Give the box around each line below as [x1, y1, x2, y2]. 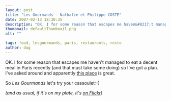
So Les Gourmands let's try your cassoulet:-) [5, 80, 100, 86]
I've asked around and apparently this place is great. [5, 70, 116, 76]
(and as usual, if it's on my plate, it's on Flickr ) [5, 90, 103, 96]
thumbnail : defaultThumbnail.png [5, 27, 76, 32]
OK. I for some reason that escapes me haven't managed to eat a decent [5, 59, 158, 65]
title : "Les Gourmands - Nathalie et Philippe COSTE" [5, 12, 122, 17]
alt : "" [5, 31, 22, 36]
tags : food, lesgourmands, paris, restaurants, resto [5, 40, 122, 46]
